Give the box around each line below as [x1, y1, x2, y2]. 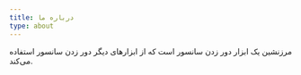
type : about [9, 21, 54, 30]
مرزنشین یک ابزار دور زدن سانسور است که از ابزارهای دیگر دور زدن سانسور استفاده [9, 46, 293, 56]
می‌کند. [9, 55, 33, 66]
